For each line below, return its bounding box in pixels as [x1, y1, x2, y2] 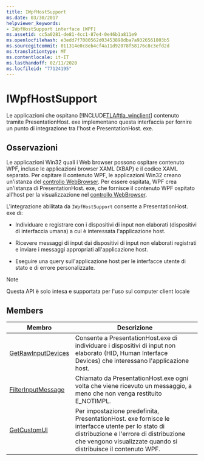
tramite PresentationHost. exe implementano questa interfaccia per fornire [6, 118, 192, 125]
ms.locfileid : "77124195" [6, 65, 72, 72]
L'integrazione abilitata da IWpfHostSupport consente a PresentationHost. [6, 203, 188, 210]
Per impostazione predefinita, [75, 406, 160, 415]
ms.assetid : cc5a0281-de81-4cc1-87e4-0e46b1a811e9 [6, 32, 137, 38]
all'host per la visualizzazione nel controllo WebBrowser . [6, 191, 148, 199]
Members [6, 305, 44, 315]
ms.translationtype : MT [6, 49, 67, 55]
